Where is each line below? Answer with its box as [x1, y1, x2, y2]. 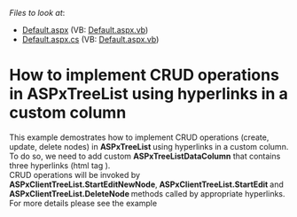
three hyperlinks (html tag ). [9, 159, 111, 171]
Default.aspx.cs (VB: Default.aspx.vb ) [21, 35, 160, 44]
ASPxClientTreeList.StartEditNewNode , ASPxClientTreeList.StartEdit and [9, 179, 284, 190]
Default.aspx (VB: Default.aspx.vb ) [21, 25, 149, 35]
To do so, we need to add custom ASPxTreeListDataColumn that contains [9, 151, 281, 161]
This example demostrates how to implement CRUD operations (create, [9, 132, 270, 143]
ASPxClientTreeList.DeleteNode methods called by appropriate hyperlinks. [9, 188, 285, 198]
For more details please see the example [9, 198, 158, 208]
